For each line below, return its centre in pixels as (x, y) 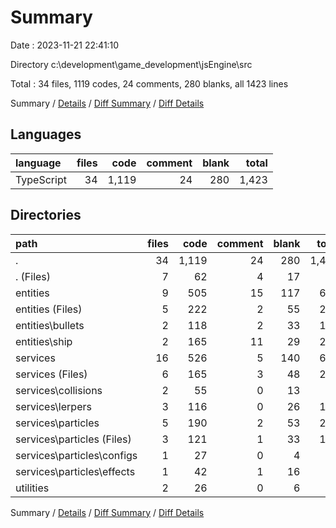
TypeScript (41, 179)
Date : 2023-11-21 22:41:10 (65, 45)
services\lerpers (53, 406)
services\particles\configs (76, 455)
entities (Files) (49, 309)
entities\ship (44, 341)
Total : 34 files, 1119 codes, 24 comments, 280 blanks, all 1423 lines (149, 83)
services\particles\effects (75, 471)
